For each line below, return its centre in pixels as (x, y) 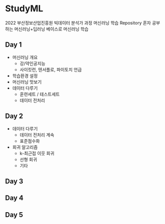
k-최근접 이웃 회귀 (37, 153)
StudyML (24, 9)
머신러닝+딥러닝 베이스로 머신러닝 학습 (51, 29)
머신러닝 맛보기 (27, 82)
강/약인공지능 (32, 63)
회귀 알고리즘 (25, 147)
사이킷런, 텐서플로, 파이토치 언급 (51, 69)
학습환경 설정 (25, 76)
